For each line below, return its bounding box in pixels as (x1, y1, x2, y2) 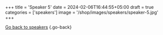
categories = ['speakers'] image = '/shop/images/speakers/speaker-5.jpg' (5, 9, 158, 15)
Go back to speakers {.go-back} (5, 24, 72, 30)
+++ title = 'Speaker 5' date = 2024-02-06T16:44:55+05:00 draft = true (5, 4, 154, 10)
